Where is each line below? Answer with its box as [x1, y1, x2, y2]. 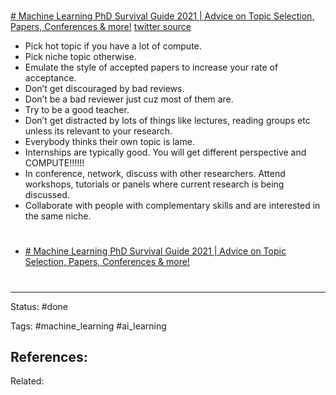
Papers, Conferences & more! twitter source [10, 21, 192, 33]
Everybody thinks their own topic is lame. [24, 136, 195, 148]
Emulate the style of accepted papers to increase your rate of [24, 61, 279, 74]
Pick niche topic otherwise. [24, 51, 137, 63]
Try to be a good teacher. [24, 104, 130, 116]
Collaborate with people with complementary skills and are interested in [24, 200, 321, 212]
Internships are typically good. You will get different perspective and [24, 146, 307, 159]
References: [10, 348, 88, 365]
